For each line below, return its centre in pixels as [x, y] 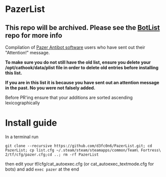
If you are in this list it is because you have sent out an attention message [82, 83]
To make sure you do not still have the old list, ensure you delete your [78, 62]
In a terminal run [22, 137]
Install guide [31, 123]
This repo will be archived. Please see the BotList [83, 28]
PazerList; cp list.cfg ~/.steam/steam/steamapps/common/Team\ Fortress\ [83, 150]
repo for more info [34, 35]
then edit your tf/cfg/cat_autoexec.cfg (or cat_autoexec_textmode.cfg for [80, 164]
